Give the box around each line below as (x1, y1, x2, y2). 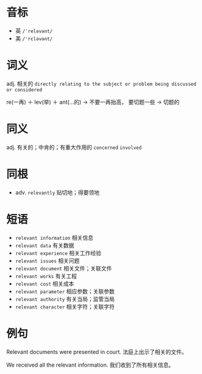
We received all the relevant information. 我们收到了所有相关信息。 (6, 361, 174, 368)
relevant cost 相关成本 (15, 280, 75, 287)
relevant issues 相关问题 (15, 257, 80, 264)
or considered (6, 86, 43, 93)
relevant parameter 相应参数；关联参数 (15, 288, 115, 295)
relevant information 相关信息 (15, 234, 94, 241)
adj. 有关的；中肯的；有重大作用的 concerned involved (6, 143, 142, 151)
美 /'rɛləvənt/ (15, 34, 53, 42)
